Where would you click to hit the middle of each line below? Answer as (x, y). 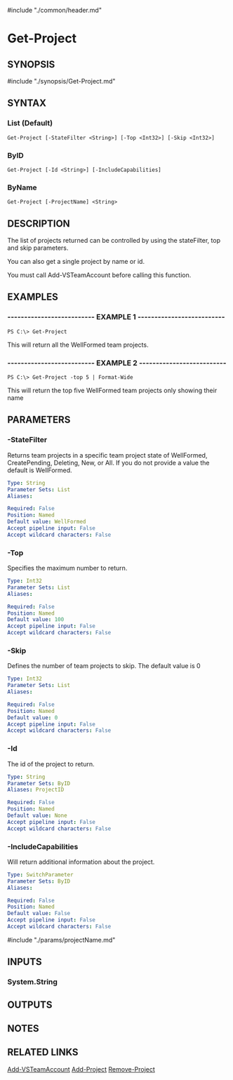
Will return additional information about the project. (81, 862)
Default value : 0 (33, 718)
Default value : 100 (36, 620)
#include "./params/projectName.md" (61, 940)
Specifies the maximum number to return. (67, 568)
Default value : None (38, 816)
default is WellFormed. (40, 470)
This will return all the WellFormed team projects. (78, 345)
